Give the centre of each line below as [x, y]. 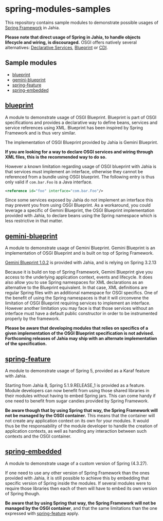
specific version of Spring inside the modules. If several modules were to [78, 483]
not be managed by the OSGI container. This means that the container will [80, 416]
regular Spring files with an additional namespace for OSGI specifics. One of [81, 293]
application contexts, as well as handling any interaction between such [76, 431]
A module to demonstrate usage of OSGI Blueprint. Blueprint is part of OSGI [81, 117]
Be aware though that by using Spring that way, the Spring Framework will [81, 410]
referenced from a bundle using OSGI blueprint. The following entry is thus [80, 177]
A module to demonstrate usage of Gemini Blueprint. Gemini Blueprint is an [80, 248]
